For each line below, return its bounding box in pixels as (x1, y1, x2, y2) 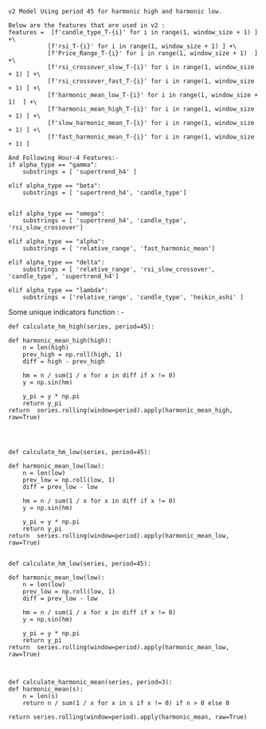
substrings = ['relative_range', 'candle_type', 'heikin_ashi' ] (22, 293, 244, 301)
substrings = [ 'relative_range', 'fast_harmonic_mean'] (22, 245, 216, 253)
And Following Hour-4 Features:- (8, 154, 119, 162)
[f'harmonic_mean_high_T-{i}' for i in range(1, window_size (47, 105, 255, 113)
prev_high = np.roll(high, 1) (22, 351, 123, 359)
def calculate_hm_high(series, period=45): (8, 323, 155, 331)
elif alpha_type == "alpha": (8, 237, 105, 245)
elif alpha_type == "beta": (8, 182, 102, 190)
